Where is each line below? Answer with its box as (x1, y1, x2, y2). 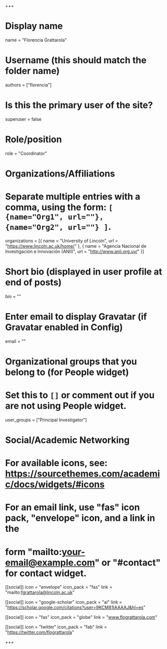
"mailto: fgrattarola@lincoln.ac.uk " (5, 589, 75, 596)
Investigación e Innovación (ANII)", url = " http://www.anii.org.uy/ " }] (5, 248, 144, 254)
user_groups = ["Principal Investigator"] (5, 417, 87, 423)
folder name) (5, 65, 60, 77)
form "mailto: (5, 546, 62, 558)
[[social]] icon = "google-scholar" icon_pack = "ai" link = (5, 599, 122, 605)
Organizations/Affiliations (5, 168, 115, 179)
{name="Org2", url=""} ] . (5, 221, 111, 233)
